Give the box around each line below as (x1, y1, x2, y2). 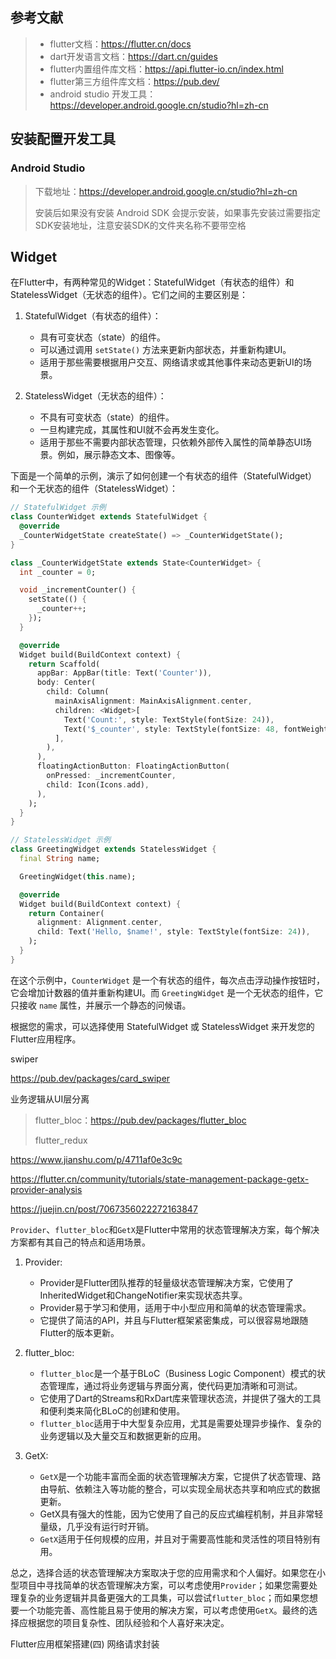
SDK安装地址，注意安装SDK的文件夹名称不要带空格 (34, 219, 247, 231)
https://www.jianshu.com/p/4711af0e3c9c (10, 1153, 183, 1165)
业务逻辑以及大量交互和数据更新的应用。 (39, 1429, 207, 1442)
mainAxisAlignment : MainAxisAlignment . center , (54, 696, 253, 707)
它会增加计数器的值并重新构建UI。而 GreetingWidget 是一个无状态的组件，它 (10, 986, 324, 998)
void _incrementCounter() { (19, 585, 137, 595)
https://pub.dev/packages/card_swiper (10, 1072, 171, 1084)
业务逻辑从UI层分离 (10, 1093, 90, 1105)
